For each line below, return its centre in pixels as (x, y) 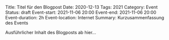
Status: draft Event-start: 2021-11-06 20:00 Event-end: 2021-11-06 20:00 (81, 12)
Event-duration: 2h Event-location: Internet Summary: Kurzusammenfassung (85, 18)
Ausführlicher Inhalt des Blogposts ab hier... (51, 32)
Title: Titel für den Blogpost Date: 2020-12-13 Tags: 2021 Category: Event (81, 7)
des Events (17, 23)
